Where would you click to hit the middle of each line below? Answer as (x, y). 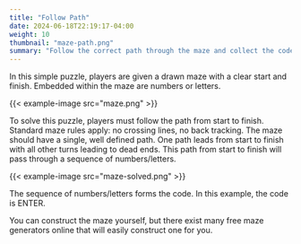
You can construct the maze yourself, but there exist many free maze (137, 221)
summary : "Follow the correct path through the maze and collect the (142, 51)
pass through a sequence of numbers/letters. (93, 159)
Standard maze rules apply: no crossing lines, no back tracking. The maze (146, 130)
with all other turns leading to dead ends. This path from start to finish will (146, 150)
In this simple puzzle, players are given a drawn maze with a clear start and (148, 76)
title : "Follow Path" (50, 17)
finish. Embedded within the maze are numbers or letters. (115, 86)
